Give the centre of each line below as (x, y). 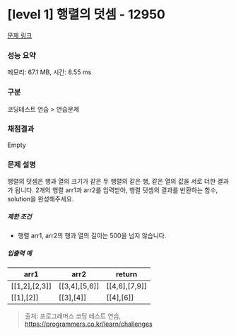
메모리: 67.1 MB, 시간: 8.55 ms (49, 72)
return (126, 274)
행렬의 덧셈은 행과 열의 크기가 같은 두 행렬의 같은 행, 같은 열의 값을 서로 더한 (112, 182)
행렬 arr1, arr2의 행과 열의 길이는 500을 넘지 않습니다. (92, 236)
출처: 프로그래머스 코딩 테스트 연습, (73, 316)
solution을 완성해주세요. (41, 199)
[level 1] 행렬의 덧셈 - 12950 (87, 14)
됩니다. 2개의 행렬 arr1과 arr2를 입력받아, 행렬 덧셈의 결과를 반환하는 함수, (116, 190)
